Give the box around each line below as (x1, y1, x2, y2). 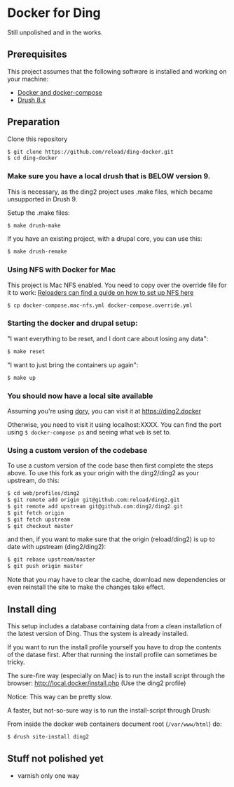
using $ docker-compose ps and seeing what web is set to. (7, 428, 172, 436)
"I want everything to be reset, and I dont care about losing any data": (7, 334, 209, 343)
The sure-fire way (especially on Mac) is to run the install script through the (7, 671, 226, 680)
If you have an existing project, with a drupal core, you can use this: (7, 234, 202, 243)
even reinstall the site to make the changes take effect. (7, 583, 165, 591)
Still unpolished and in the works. (7, 28, 103, 37)
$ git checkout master (7, 522, 74, 529)
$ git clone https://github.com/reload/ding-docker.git (7, 148, 174, 155)
